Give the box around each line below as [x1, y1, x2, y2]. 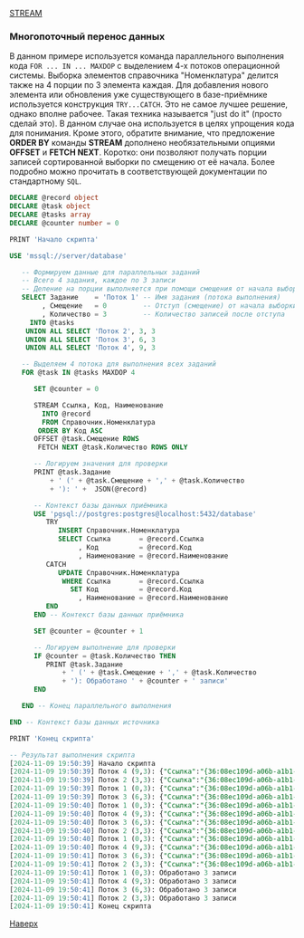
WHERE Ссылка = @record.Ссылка [62, 577, 204, 586]
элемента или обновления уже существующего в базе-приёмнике [9, 90, 268, 100]
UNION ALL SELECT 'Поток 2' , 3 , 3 [25, 326, 156, 336]
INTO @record [42, 409, 91, 418]
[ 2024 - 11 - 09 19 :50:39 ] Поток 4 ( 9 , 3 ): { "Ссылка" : [9, 767, 201, 777]
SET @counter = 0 [33, 385, 100, 394]
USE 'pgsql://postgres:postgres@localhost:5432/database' [33, 509, 257, 519]
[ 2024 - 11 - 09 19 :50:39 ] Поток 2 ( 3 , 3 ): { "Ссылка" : [9, 776, 201, 785]
